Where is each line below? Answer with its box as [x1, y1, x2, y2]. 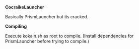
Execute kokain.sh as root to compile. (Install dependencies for [5, 33, 134, 39]
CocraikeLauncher [5, 4, 45, 10]
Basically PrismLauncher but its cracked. [5, 14, 88, 19]
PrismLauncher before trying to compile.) [5, 38, 89, 44]
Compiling [5, 23, 27, 29]
